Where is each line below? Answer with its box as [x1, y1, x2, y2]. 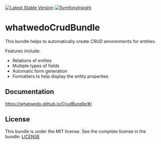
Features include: [5, 48, 41, 54]
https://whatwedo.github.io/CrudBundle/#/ [5, 100, 92, 106]
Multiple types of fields [12, 62, 59, 69]
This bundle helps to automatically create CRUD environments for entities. [5, 38, 156, 44]
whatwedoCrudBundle [5, 22, 100, 33]
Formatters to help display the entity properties [12, 73, 108, 79]
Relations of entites [12, 57, 52, 63]
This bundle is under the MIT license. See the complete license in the [5, 128, 146, 134]
